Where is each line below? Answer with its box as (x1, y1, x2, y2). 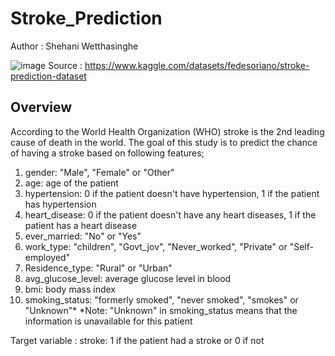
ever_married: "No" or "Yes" (24, 230, 142, 242)
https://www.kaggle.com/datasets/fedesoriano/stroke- (84, 59, 310, 71)
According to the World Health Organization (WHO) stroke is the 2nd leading (10, 125, 325, 137)
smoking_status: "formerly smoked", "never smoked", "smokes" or (24, 293, 299, 306)
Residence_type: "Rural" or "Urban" (24, 262, 173, 274)
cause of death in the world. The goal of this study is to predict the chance (10, 136, 318, 148)
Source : (48, 59, 83, 71)
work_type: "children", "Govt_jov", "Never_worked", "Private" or (24, 240, 288, 252)
